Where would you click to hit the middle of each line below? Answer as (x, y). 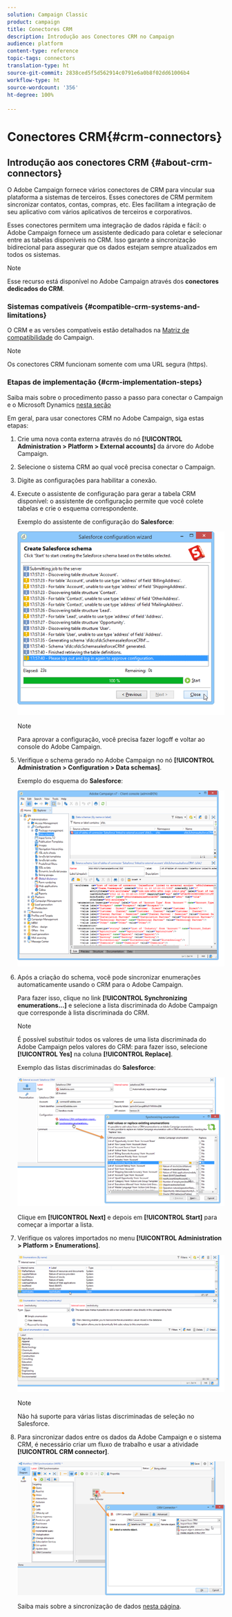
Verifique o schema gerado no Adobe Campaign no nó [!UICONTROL (116, 760)
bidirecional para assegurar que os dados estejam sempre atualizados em (112, 247)
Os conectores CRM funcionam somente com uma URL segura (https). (108, 364)
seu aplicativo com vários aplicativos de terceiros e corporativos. (100, 212)
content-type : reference (43, 51)
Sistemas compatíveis (45, 307)
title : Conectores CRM (40, 29)
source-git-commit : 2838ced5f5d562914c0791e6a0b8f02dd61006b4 (98, 73)
